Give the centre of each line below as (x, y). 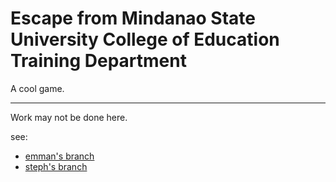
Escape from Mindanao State (133, 18)
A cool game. (37, 88)
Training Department (98, 61)
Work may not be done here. (69, 117)
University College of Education (145, 39)
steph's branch (56, 166)
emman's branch (59, 156)
